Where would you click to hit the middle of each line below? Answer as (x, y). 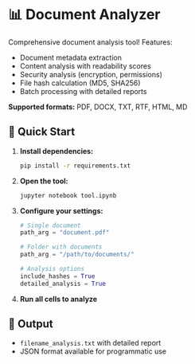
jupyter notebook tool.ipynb (68, 195)
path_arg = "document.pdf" (64, 233)
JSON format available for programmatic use (93, 351)
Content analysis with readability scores (85, 66)
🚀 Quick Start (42, 132)
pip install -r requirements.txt (75, 166)
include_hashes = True (57, 276)
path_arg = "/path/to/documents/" (77, 255)
